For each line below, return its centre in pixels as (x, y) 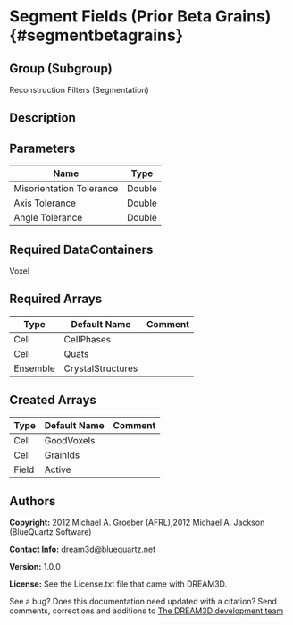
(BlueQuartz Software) (50, 532)
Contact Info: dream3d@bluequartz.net (83, 549)
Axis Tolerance (45, 203)
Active (58, 469)
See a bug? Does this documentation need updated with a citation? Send (143, 602)
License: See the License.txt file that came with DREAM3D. (118, 584)
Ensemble (34, 368)
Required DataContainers (81, 249)
